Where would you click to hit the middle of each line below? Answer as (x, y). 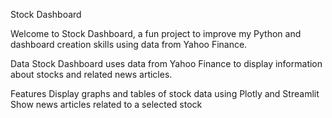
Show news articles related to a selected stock (106, 104)
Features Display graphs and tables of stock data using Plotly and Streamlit (165, 93)
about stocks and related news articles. (91, 74)
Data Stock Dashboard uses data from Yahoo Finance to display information (166, 63)
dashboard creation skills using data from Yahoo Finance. (129, 44)
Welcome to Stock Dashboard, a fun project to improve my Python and (156, 33)
